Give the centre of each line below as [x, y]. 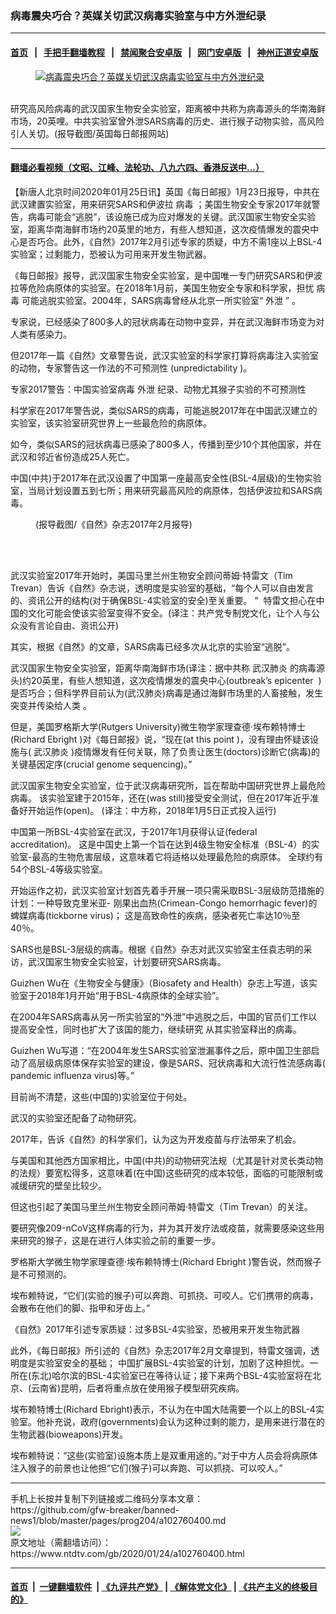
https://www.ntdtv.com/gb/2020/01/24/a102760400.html [127, 1553]
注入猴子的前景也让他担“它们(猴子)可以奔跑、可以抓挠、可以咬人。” [146, 1468]
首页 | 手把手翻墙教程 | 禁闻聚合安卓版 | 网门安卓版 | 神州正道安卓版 [164, 52]
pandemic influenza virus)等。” [72, 1075]
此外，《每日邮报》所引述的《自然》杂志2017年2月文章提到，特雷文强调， [161, 1350]
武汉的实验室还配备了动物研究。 [76, 1118]
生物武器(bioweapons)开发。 [69, 1434]
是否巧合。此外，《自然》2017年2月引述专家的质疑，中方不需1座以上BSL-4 [170, 241]
